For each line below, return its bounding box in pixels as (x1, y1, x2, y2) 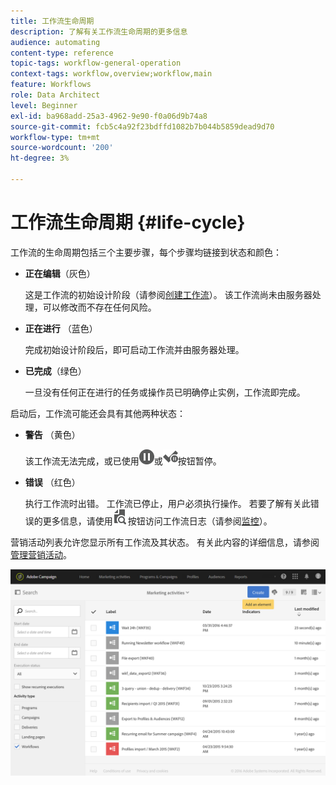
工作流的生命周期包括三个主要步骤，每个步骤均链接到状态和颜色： (10, 246, 282, 258)
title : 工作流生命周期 (10, 16, 95, 26)
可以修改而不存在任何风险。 (42, 301, 157, 313)
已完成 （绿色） (24, 365, 87, 377)
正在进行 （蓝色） (24, 322, 98, 334)
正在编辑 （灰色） (24, 267, 96, 279)
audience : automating (10, 37, 101, 47)
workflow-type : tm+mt (10, 132, 101, 142)
